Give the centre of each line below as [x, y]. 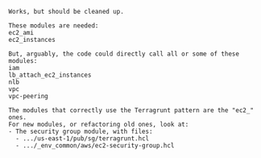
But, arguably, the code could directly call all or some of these [124, 54]
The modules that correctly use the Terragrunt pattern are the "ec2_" [131, 110]
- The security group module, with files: [81, 131]
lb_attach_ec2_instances [50, 75]
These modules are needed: [54, 26]
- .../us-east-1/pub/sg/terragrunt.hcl [83, 139]
